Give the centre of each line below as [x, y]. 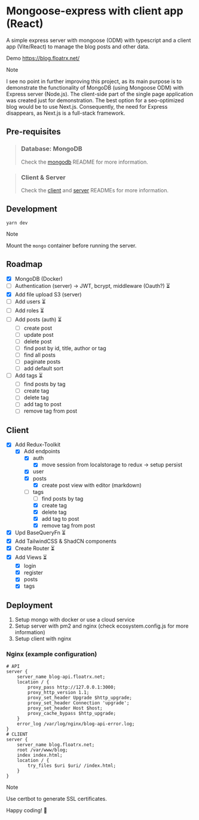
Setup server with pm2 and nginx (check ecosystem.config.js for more [102, 626]
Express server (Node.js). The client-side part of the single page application [99, 94]
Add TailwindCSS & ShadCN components [65, 541]
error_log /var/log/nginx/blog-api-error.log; [76, 724]
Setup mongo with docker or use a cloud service [75, 620]
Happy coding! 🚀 [27, 810]
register [33, 573]
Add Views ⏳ [31, 557]
